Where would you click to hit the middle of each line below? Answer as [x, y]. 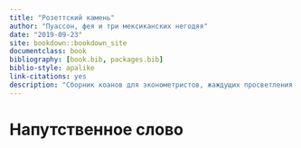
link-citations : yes [48, 77]
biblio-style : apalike [52, 69]
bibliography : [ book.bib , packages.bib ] [87, 60]
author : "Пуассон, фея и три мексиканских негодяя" [108, 26]
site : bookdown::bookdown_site [68, 43]
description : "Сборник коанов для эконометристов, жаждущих [125, 85]
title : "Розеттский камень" [62, 18]
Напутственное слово [96, 129]
